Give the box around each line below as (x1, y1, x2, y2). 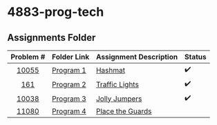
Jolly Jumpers (95, 94, 142, 104)
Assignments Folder (7, 32, 96, 44)
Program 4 (51, 106, 86, 116)
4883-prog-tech (7, 4, 104, 20)
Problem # (10, 52, 46, 61)
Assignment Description (95, 52, 178, 61)
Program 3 (51, 94, 86, 104)
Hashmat (95, 65, 126, 75)
